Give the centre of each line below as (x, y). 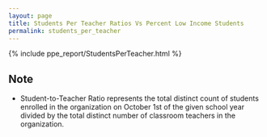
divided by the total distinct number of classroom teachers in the (128, 116)
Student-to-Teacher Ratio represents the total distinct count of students (139, 98)
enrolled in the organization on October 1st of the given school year (132, 107)
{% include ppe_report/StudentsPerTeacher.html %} (95, 54)
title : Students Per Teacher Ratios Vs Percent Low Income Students (126, 23)
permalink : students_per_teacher (65, 31)
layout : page (30, 16)
